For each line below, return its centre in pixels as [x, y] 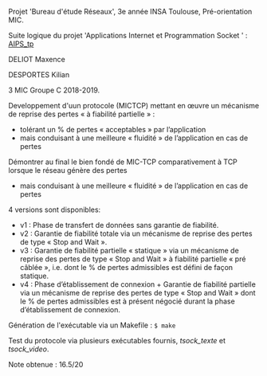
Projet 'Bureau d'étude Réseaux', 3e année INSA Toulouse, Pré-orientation [130, 12]
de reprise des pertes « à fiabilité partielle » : [82, 114]
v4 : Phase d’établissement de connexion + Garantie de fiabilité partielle [138, 284]
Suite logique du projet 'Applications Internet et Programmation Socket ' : [128, 35]
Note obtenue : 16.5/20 [46, 364]
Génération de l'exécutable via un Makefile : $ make [92, 325]
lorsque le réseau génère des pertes [68, 170]
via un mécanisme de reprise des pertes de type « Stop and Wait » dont [138, 293]
